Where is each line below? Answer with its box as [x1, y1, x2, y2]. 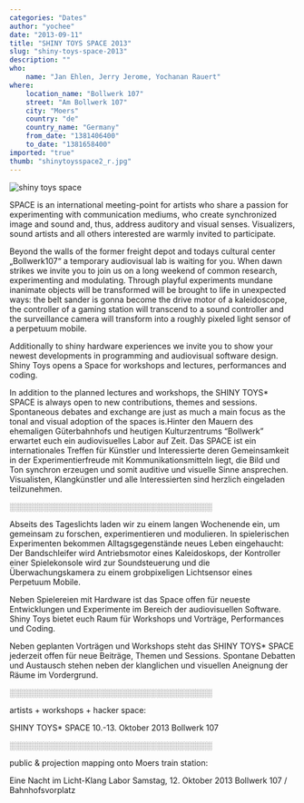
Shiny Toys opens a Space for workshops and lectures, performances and [9, 359, 288, 370]
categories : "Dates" [9, 13, 88, 23]
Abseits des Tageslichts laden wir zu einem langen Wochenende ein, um [9, 518, 280, 529]
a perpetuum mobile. [9, 323, 88, 334]
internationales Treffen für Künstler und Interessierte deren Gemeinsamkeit [9, 445, 289, 455]
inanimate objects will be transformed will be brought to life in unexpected [9, 284, 287, 295]
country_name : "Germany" [25, 123, 120, 132]
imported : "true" [9, 148, 75, 157]
